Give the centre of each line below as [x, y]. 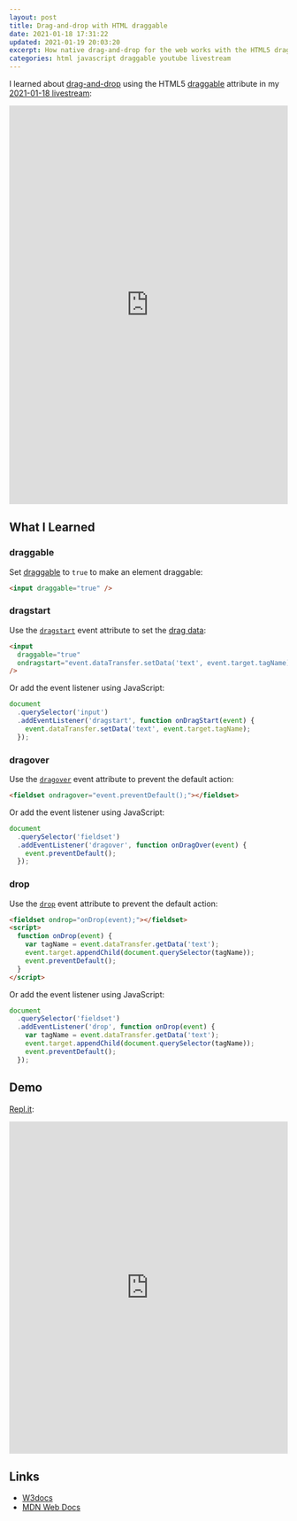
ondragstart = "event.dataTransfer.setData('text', [110, 663]
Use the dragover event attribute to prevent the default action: [122, 780]
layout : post [33, 17]
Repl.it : [22, 1109]
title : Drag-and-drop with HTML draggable [88, 26]
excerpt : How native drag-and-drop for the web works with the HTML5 [140, 50]
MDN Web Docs [51, 1508]
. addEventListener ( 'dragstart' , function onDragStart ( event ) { [136, 721]
